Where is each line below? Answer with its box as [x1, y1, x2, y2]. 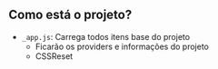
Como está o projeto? [8, 7, 133, 23]
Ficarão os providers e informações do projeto [35, 41, 210, 52]
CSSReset [35, 50, 74, 62]
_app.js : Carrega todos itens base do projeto [21, 31, 191, 42]
